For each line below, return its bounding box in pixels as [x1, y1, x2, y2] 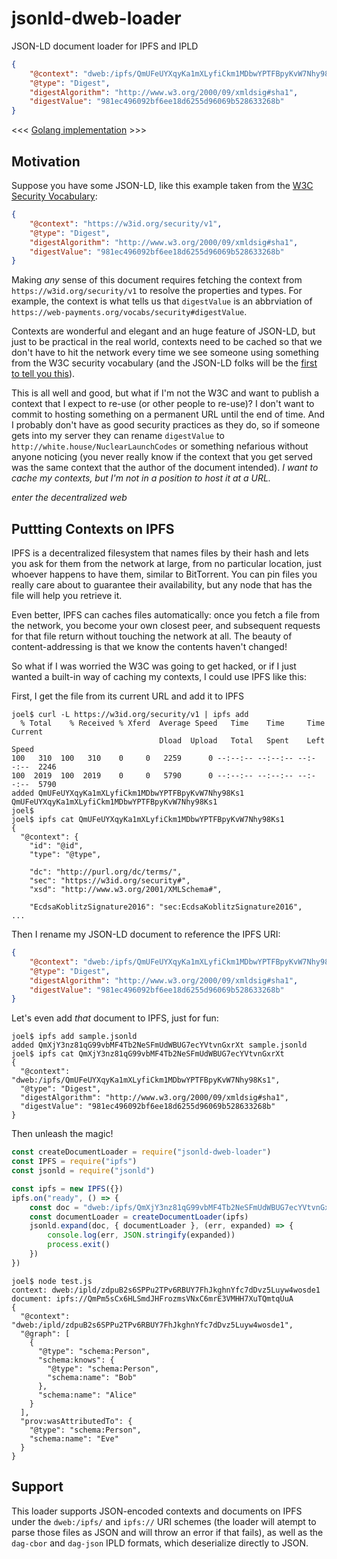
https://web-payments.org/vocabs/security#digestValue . [11, 306, 248, 318]
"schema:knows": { [37, 1355, 115, 1365]
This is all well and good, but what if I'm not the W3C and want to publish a [11, 387, 320, 399]
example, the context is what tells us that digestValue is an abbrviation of [11, 295, 313, 307]
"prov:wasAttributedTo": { [20, 1416, 133, 1426]
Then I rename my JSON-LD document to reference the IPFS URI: [11, 928, 281, 941]
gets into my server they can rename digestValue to [11, 430, 225, 442]
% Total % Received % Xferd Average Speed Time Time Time [20, 718, 326, 729]
